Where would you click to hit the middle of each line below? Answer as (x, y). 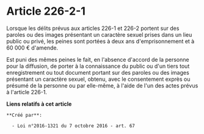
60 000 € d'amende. (32, 48)
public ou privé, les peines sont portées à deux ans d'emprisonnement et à (100, 41)
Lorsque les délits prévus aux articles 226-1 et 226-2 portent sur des (93, 28)
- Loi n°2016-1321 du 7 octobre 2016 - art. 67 (74, 126)
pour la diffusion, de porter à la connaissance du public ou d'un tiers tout (98, 66)
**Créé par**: (24, 115)
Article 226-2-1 (46, 11)
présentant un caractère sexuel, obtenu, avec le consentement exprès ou (98, 79)
